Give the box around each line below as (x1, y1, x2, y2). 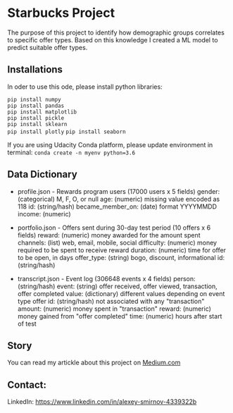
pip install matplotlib (7, 108, 77, 116)
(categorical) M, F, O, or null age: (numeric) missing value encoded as (17, 195, 220, 203)
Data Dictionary (7, 168, 77, 180)
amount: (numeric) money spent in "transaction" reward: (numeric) (17, 304, 211, 313)
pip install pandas (7, 102, 65, 109)
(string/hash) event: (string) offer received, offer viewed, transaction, (17, 282, 218, 290)
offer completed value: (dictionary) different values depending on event (17, 289, 225, 297)
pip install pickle (7, 114, 65, 121)
